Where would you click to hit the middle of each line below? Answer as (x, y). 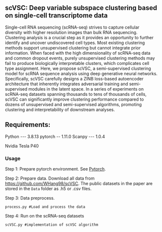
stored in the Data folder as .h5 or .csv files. (48, 188)
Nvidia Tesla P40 (22, 146)
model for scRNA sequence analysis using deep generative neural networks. (81, 73)
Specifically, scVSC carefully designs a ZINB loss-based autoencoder (74, 78)
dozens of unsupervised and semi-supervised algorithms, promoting (73, 104)
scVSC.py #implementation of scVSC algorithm (52, 225)
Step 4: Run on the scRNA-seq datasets (45, 216)
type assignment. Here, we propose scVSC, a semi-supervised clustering (78, 68)
